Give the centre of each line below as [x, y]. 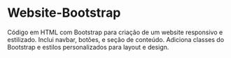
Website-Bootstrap [64, 13]
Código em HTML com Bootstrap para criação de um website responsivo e [115, 32]
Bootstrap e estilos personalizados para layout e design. [88, 47]
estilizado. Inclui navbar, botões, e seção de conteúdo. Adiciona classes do [116, 39]
